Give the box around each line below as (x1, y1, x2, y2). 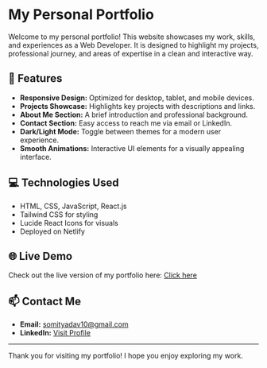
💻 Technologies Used (8, 176, 119, 190)
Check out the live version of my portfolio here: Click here (8, 270, 197, 280)
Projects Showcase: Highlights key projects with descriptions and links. (19, 101, 256, 110)
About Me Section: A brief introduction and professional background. (19, 110, 249, 119)
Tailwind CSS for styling (19, 209, 99, 219)
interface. (19, 152, 52, 161)
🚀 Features (8, 72, 63, 85)
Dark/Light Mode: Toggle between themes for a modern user (19, 126, 222, 136)
